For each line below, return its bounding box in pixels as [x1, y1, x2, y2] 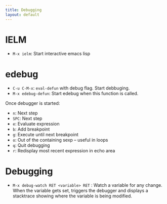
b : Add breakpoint [12, 126, 50, 132]
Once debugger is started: [5, 100, 60, 106]
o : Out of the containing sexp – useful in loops [12, 137, 108, 143]
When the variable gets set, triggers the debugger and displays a [12, 188, 148, 194]
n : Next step [12, 110, 38, 116]
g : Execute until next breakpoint [12, 132, 78, 138]
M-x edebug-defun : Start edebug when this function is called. [12, 91, 139, 97]
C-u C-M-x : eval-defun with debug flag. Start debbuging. [12, 85, 130, 91]
